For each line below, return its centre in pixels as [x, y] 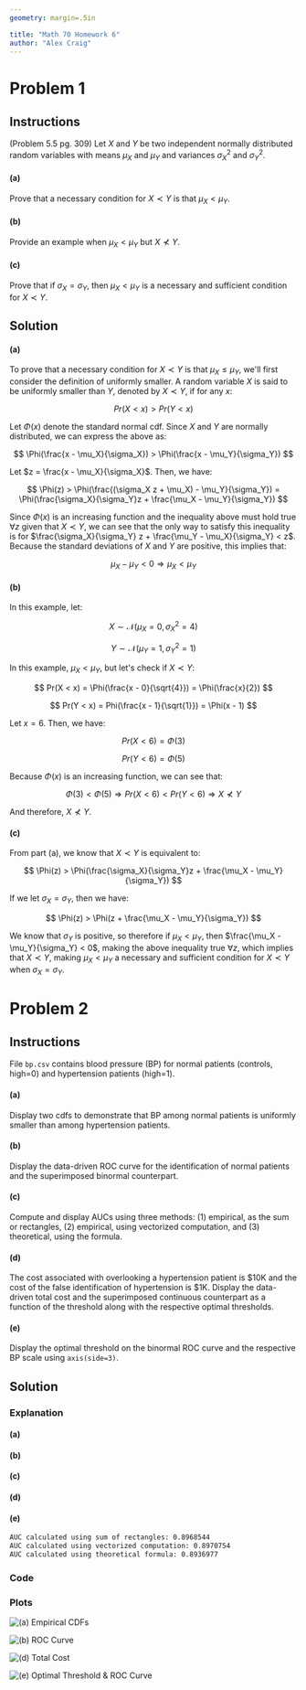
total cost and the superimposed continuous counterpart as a [151, 1297]
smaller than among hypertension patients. [90, 1125]
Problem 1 [47, 88]
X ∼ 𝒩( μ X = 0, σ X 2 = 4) [153, 626]
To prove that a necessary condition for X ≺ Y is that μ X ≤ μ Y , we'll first [144, 371]
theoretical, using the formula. [66, 1236]
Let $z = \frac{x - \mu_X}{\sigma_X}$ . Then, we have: [111, 472]
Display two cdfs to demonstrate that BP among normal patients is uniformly [153, 1115]
